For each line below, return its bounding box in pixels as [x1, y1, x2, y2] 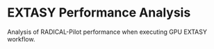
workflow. [7, 35, 35, 43]
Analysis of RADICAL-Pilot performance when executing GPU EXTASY [7, 28, 207, 36]
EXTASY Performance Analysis [7, 5, 191, 21]
